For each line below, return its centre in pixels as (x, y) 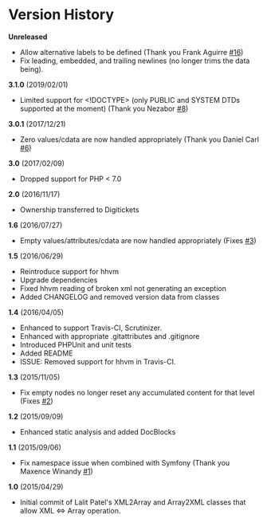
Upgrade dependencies (59, 280)
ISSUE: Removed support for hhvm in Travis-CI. (98, 361)
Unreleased (28, 37)
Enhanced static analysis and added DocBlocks (98, 431)
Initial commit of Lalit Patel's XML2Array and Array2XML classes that (133, 502)
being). (31, 69)
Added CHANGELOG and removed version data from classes (120, 297)
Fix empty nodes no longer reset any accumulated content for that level (137, 392)
